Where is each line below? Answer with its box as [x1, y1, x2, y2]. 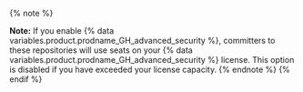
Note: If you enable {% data [9, 26, 115, 36]
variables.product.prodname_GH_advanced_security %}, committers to [9, 36, 276, 46]
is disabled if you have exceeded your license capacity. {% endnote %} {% [9, 64, 291, 75]
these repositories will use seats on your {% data [9, 45, 193, 56]
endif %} [9, 74, 43, 85]
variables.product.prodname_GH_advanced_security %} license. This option [9, 55, 295, 65]
